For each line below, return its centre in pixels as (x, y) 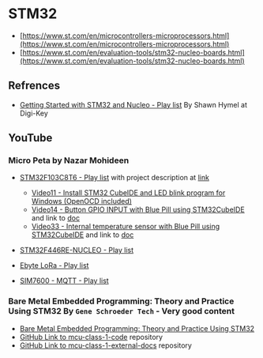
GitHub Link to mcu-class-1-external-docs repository (105, 345)
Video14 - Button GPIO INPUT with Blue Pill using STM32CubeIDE (138, 209)
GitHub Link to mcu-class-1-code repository (91, 337)
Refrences (34, 86)
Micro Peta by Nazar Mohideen (69, 160)
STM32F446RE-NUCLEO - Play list (77, 251)
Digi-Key (34, 113)
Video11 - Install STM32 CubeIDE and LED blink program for (128, 193)
